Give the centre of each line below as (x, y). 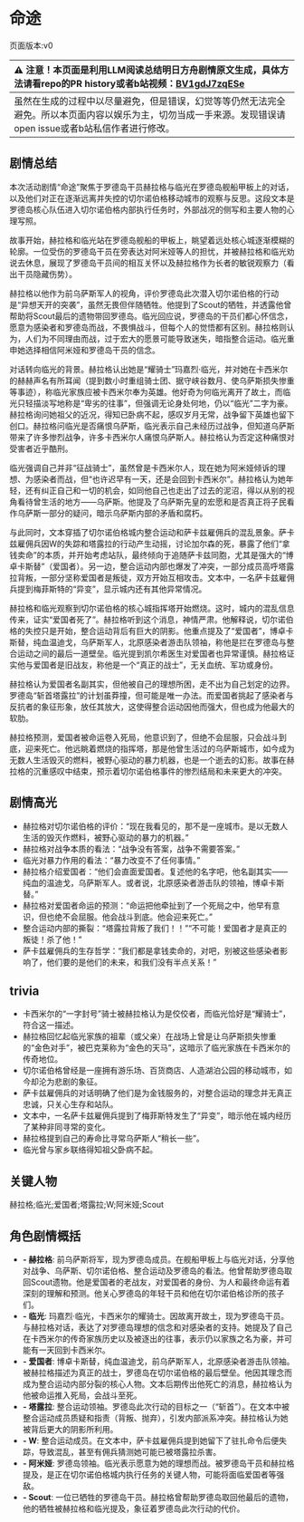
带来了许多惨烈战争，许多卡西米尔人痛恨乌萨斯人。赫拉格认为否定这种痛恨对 (152, 437)
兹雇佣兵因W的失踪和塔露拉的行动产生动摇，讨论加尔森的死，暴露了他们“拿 (150, 544)
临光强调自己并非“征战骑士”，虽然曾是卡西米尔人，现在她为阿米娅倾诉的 (144, 467)
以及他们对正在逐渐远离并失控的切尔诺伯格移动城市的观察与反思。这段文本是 (152, 198)
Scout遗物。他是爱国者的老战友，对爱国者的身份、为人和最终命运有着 (161, 1282)
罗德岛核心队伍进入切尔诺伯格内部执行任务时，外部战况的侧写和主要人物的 (148, 209)
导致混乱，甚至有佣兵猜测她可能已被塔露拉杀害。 (130, 1452)
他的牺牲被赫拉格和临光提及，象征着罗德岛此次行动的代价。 (133, 1508)
